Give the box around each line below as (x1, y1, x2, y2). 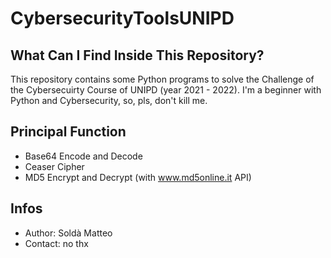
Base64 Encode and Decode (24, 150, 143, 162)
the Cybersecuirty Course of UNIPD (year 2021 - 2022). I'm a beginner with (10, 84, 322, 96)
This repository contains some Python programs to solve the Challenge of (10, 73, 315, 85)
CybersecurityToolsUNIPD (10, 7, 235, 30)
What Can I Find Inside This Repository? (10, 47, 265, 64)
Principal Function (10, 123, 127, 141)
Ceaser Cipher (24, 160, 85, 172)
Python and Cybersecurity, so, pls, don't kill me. (10, 95, 208, 106)
